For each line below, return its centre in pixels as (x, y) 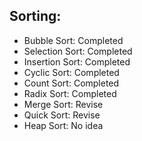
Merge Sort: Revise (63, 104)
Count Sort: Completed (71, 83)
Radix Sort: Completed (70, 93)
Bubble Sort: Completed (73, 40)
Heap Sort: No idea (63, 125)
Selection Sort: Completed (78, 51)
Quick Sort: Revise (62, 115)
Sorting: (35, 16)
